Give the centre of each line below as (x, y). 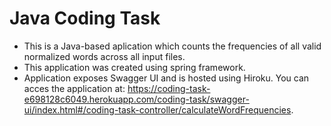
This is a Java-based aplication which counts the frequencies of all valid (172, 46)
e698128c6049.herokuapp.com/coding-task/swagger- (136, 99)
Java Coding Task (85, 18)
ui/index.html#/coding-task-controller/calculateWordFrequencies (157, 109)
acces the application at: (74, 88)
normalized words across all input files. (104, 56)
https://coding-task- (169, 88)
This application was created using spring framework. (134, 67)
